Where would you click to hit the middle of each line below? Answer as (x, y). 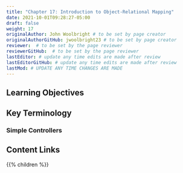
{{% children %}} (28, 165)
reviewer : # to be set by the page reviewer (64, 46)
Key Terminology (39, 113)
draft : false (23, 23)
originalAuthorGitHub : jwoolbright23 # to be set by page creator (91, 40)
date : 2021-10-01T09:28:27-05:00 (48, 18)
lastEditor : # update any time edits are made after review (84, 57)
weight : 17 (20, 29)
